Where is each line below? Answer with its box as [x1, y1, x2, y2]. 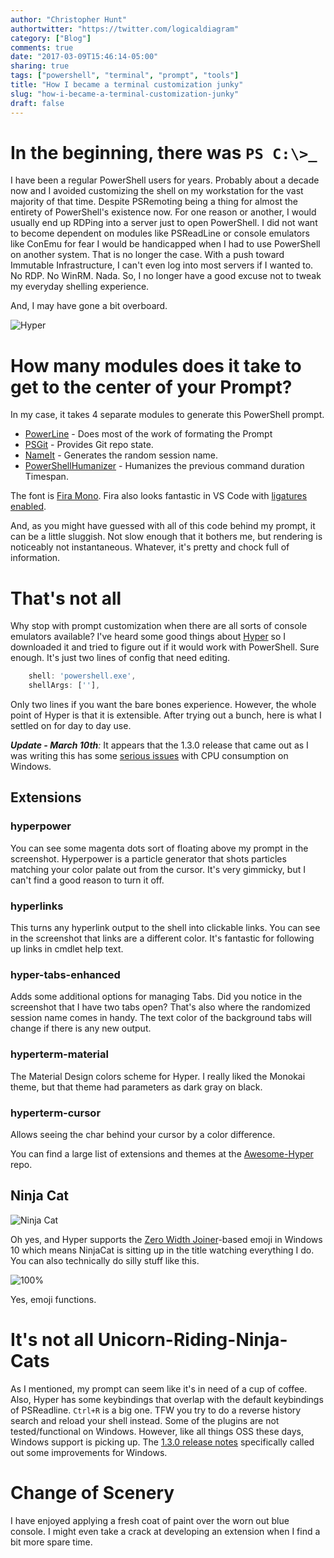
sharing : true [10, 61, 70, 71]
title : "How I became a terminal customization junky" [10, 80, 244, 90]
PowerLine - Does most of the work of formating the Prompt [24, 428, 273, 440]
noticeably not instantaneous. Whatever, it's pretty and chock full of [10, 541, 290, 553]
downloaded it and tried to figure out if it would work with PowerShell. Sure [10, 641, 320, 653]
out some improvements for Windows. [10, 1446, 168, 1458]
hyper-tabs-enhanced [10, 967, 121, 981]
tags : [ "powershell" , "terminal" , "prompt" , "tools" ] [10, 71, 240, 81]
